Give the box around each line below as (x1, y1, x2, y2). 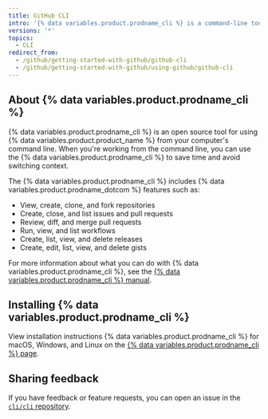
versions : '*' (8, 26, 56, 34)
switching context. (8, 160, 69, 170)
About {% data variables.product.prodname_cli (8, 93, 249, 107)
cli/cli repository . (8, 401, 71, 411)
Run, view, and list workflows (19, 225, 116, 235)
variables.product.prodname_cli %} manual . (8, 275, 152, 284)
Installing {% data (8, 298, 99, 311)
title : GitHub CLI (8, 11, 69, 20)
